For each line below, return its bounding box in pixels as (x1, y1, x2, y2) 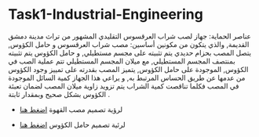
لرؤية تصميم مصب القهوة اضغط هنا (19, 104, 123, 114)
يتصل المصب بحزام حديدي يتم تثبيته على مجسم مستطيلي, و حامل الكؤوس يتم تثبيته (8, 48, 252, 57)
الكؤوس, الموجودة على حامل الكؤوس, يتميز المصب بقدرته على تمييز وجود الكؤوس (8, 64, 249, 74)
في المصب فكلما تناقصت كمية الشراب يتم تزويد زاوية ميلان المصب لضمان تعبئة (8, 81, 239, 91)
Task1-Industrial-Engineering (8, 5, 204, 23)
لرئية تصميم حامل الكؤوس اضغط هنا (19, 120, 126, 129)
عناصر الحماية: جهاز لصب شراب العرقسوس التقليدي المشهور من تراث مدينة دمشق (8, 31, 251, 41)
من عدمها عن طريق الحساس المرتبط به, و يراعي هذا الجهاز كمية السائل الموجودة (8, 73, 246, 82)
